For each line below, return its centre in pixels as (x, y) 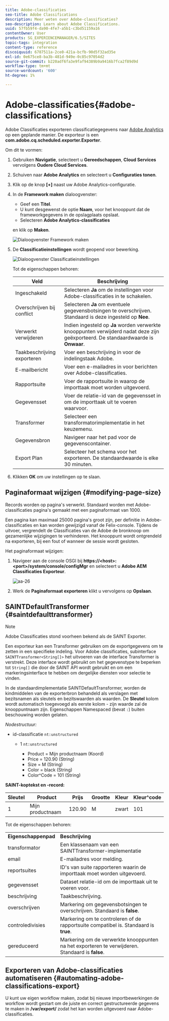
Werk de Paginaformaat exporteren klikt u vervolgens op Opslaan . (82, 591)
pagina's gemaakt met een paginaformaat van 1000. (87, 510)
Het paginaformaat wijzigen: (34, 551)
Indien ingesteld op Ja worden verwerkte (112, 325)
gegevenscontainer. (88, 443)
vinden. (13, 678)
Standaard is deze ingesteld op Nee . (107, 317)
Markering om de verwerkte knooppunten (109, 940)
